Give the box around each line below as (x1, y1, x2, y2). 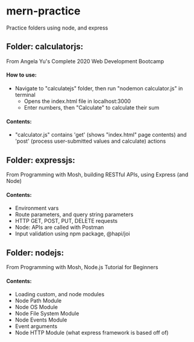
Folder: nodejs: (6, 247, 64, 258)
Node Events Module (14, 316, 67, 323)
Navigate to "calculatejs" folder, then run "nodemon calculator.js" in (14, 84, 183, 92)
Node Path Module (14, 297, 62, 305)
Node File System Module (14, 310, 80, 317)
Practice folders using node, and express (6, 24, 108, 31)
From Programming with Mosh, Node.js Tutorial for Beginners (6, 263, 158, 270)
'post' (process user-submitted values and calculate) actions (14, 137, 166, 145)
